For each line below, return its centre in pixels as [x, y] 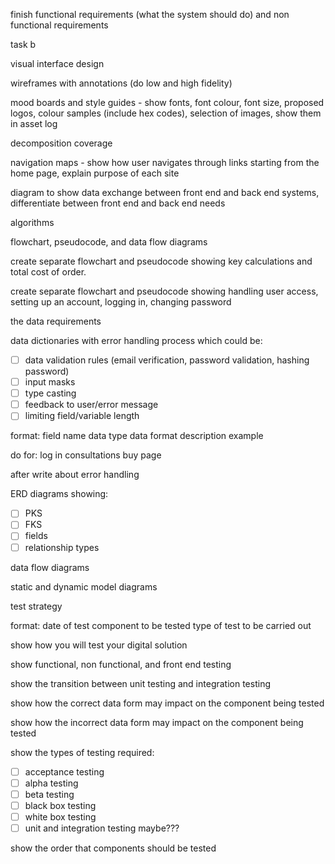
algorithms [32, 222]
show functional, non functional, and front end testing [121, 664]
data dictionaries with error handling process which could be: [136, 340]
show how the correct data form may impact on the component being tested [167, 703]
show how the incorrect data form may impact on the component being [157, 722]
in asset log [34, 123]
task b [23, 44]
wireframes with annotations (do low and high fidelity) [121, 83]
